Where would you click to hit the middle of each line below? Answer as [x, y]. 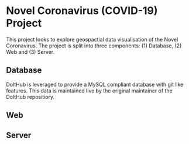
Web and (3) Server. [30, 52]
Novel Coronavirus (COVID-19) [82, 11]
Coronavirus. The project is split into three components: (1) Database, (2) [94, 46]
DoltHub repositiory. [30, 97]
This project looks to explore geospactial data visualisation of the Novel [92, 39]
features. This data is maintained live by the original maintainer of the [89, 90]
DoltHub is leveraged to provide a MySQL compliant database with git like [95, 84]
